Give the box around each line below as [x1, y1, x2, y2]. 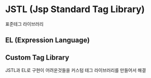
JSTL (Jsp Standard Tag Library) [5, 4, 145, 15]
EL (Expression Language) [5, 36, 90, 45]
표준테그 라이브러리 [5, 21, 44, 27]
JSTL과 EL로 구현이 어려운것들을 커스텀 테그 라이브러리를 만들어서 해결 [5, 67, 146, 73]
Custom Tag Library [5, 53, 70, 62]
